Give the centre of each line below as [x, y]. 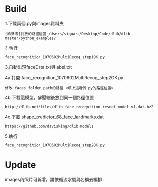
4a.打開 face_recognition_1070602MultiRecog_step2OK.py [64, 77]
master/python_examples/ [31, 38]
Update [20, 165]
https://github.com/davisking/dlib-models [49, 126]
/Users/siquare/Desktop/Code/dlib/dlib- [91, 34]
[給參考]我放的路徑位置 [26, 34]
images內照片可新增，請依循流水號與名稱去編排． [56, 179]
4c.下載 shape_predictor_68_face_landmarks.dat [55, 117]
